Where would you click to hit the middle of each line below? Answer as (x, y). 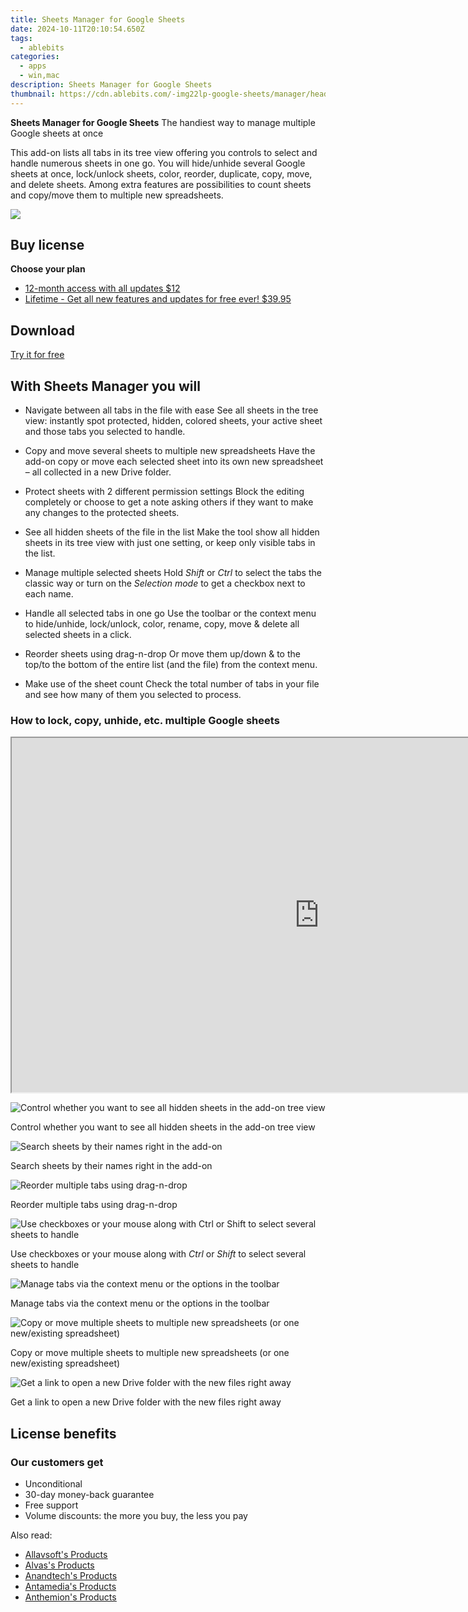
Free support (51, 1505)
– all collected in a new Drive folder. (98, 472)
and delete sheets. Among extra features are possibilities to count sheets (161, 184)
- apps (33, 66)
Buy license (47, 245)
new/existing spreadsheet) (65, 1363)
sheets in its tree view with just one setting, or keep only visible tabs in (170, 543)
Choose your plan (48, 269)
